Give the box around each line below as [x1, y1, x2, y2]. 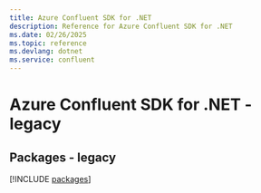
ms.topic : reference [9, 38, 88, 48]
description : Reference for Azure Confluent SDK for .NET [9, 22, 233, 31]
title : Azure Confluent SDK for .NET [9, 13, 152, 23]
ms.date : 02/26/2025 [9, 30, 88, 39]
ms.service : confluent [9, 55, 95, 64]
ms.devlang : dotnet [9, 47, 83, 56]
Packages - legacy [9, 150, 116, 165]
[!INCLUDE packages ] [9, 174, 92, 184]
